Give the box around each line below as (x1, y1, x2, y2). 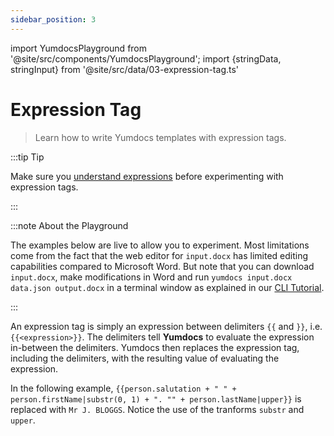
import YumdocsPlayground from (10, 42, 148, 54)
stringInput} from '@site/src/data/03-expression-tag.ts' (10, 63, 240, 75)
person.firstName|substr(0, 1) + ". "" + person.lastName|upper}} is (10, 392, 302, 405)
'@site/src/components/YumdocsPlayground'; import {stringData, (10, 52, 282, 65)
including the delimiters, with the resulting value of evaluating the (10, 352, 280, 364)
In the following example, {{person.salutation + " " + (10, 382, 237, 394)
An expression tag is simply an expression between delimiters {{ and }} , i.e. (10, 320, 323, 332)
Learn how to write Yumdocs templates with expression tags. (34, 131, 287, 143)
